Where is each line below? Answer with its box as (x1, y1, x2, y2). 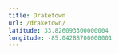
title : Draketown (8, 11, 66, 20)
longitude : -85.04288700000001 (8, 33, 113, 42)
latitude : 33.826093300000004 (8, 26, 109, 34)
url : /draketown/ (8, 19, 66, 27)
